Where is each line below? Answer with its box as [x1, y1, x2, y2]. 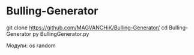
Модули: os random [6, 42, 56, 49]
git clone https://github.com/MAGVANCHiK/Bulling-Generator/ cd [6, 24, 168, 31]
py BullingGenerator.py [32, 30, 89, 37]
